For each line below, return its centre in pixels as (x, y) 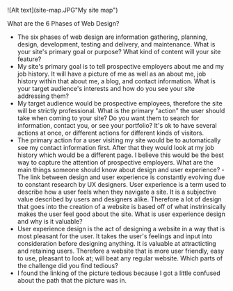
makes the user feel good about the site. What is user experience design (121, 214)
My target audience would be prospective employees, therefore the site (120, 103)
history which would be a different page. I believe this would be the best (120, 155)
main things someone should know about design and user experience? (119, 170)
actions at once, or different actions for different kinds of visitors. (110, 133)
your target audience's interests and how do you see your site (106, 89)
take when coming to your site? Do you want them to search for (108, 118)
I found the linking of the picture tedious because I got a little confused (119, 273)
